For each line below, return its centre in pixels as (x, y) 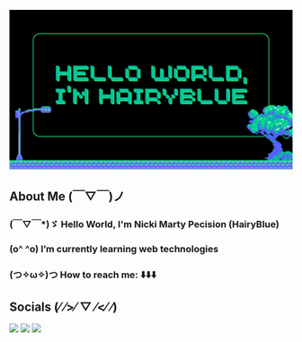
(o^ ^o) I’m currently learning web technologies (114, 249)
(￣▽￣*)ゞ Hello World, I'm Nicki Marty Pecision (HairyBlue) (145, 224)
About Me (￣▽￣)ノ (67, 196)
